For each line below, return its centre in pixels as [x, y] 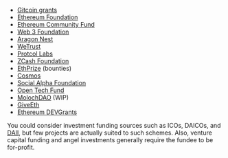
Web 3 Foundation [43, 32]
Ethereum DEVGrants [47, 112]
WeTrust [29, 46]
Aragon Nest [35, 39]
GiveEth [28, 105]
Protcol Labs [35, 54]
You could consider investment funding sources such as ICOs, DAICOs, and [114, 125]
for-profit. [21, 147]
